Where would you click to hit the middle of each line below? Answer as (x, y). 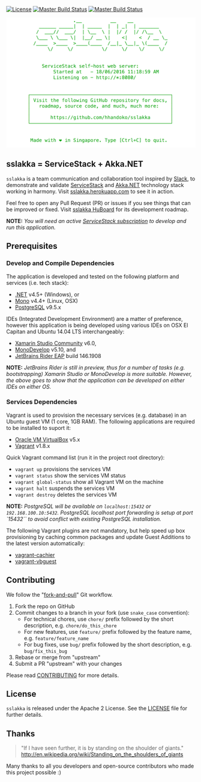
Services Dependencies (42, 402)
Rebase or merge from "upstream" (58, 657)
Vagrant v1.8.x (32, 446)
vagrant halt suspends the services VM (65, 488)
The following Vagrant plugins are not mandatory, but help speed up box (96, 530)
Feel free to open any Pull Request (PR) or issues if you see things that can (98, 203)
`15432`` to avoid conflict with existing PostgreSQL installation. (84, 519)
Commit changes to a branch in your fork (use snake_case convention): (102, 612)
